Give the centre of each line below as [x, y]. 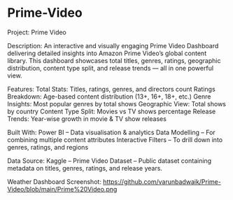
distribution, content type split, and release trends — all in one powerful [111, 68]
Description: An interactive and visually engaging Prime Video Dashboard [113, 45]
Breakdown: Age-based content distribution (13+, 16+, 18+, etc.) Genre [109, 97]
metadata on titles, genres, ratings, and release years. [85, 168]
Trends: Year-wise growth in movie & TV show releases [87, 119]
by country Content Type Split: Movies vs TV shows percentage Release [112, 111]
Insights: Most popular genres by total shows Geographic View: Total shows [116, 103]
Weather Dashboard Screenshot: [54, 181]
